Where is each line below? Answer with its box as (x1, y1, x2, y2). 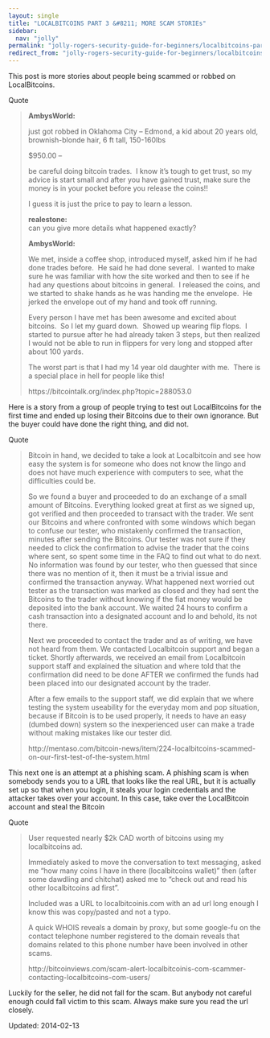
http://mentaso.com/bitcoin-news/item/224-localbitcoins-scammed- (27, 743, 256, 753)
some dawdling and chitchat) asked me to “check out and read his (27, 875, 247, 884)
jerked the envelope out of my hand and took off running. (27, 297, 218, 307)
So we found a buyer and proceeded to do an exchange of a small (27, 492, 247, 501)
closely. (8, 1005, 35, 1015)
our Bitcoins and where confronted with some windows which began (27, 517, 256, 527)
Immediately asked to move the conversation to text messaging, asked (27, 858, 262, 867)
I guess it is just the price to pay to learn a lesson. (27, 199, 193, 208)
